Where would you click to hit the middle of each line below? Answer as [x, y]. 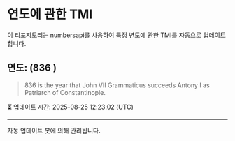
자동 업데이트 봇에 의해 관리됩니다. [54, 131]
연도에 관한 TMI [50, 14]
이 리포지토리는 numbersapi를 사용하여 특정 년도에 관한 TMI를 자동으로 [105, 35]
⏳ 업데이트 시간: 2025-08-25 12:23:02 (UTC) [71, 107]
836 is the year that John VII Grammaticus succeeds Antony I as [117, 85]
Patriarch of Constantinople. [65, 92]
